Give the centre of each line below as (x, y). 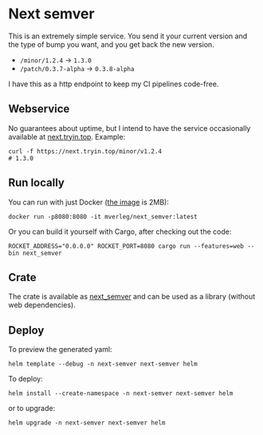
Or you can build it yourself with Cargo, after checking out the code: (120, 231)
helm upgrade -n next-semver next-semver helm (87, 423)
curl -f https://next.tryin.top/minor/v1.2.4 (85, 151)
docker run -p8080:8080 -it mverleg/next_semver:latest (103, 216)
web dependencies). (42, 305)
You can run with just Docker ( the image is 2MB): (88, 202)
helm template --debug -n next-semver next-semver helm (103, 364)
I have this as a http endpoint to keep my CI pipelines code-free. (114, 84)
